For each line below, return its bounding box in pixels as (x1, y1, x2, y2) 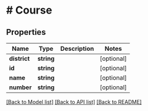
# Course (6, 4, 52, 17)
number (9, 83, 32, 92)
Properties (6, 27, 46, 37)
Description (60, 45, 94, 53)
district (9, 54, 30, 63)
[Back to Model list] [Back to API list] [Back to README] (6, 99, 142, 105)
